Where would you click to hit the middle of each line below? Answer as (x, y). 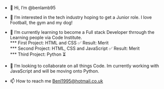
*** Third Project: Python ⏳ (38, 54)
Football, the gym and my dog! (41, 23)
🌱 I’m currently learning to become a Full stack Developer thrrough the (82, 32)
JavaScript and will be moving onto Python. (55, 71)
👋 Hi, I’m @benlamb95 (33, 8)
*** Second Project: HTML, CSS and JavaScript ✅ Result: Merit (75, 48)
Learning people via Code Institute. (46, 38)
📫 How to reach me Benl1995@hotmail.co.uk (56, 81)
